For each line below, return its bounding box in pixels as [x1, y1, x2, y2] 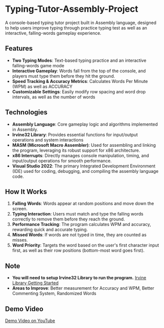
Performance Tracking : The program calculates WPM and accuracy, [12, 221, 151, 227]
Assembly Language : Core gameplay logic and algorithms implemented [12, 121, 158, 127]
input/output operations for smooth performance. [12, 158, 112, 164]
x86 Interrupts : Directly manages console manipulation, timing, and [12, 152, 149, 158]
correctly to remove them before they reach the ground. [12, 216, 125, 222]
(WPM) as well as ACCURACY [12, 83, 72, 89]
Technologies [5, 108, 48, 116]
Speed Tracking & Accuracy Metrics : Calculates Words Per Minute [12, 78, 148, 84]
